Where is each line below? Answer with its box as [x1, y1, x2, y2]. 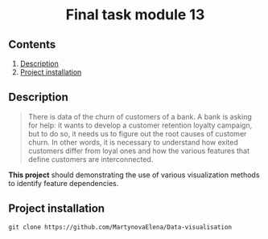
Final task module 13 [65, 6, 205, 24]
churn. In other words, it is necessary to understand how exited [27, 137, 239, 147]
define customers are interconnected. [27, 154, 154, 164]
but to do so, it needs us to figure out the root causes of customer [27, 128, 247, 138]
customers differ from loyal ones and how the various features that [27, 146, 250, 156]
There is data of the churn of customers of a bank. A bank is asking [27, 111, 252, 121]
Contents [8, 38, 56, 51]
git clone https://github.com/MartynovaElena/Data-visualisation [8, 223, 232, 231]
